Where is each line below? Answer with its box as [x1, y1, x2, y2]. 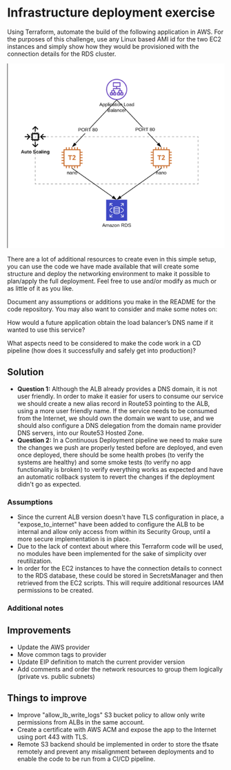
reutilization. [17, 557, 53, 565]
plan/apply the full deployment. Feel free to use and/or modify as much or [7, 277, 217, 285]
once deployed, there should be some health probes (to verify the [17, 451, 205, 459]
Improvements [7, 624, 71, 636]
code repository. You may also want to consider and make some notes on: [7, 305, 218, 313]
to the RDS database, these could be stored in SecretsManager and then [17, 571, 223, 580]
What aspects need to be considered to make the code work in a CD [7, 339, 201, 347]
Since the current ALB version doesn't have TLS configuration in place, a [17, 513, 224, 521]
